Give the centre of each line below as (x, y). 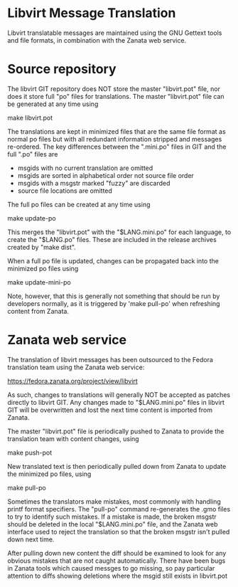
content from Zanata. (38, 311)
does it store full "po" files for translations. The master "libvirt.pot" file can (116, 96)
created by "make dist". (42, 247)
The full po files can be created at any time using (79, 204)
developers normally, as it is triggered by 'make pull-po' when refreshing (114, 303)
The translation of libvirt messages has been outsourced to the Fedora (110, 359)
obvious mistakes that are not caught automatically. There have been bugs (117, 561)
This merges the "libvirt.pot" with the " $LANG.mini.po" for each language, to (119, 232)
